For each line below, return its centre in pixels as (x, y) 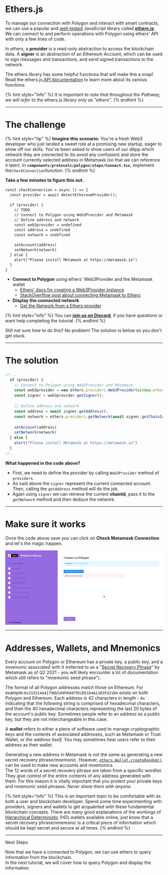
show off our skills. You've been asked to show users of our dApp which (79, 149)
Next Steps (17, 843)
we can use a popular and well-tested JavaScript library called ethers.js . (80, 28)
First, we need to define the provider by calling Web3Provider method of (86, 473)
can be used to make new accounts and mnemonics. (59, 765)
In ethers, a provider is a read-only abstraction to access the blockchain (79, 48)
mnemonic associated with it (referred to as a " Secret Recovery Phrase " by (82, 667)
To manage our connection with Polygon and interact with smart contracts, (82, 23)
